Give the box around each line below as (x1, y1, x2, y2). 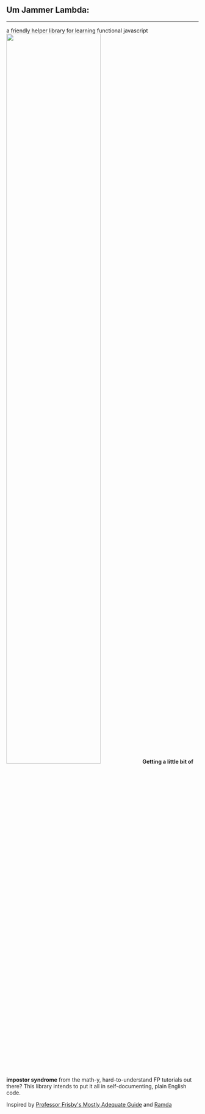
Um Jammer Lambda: (6, 5, 90, 15)
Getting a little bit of (142, 758, 194, 765)
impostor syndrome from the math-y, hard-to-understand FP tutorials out (6, 1076, 192, 1083)
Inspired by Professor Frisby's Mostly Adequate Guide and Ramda (6, 1101, 172, 1108)
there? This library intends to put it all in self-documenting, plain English (6, 1082, 187, 1090)
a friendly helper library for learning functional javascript (6, 27, 148, 34)
